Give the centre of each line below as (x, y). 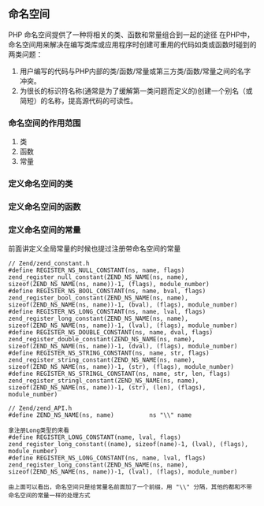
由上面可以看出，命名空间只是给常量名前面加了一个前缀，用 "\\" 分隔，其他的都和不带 (130, 487)
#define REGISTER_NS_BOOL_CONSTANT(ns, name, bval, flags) (107, 291)
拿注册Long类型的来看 (39, 431)
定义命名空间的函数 (45, 206)
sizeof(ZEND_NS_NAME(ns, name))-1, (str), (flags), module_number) (121, 367)
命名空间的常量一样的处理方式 (49, 496)
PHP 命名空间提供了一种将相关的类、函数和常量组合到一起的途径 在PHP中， (131, 35)
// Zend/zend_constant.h (49, 264)
